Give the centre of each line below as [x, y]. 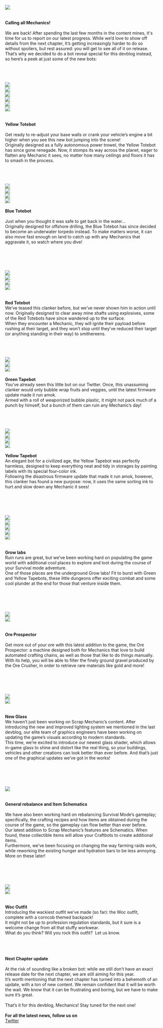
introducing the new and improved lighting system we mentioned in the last [80, 727]
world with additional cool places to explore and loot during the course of [78, 563]
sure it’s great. [19, 995]
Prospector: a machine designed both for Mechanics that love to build [75, 650]
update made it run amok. [31, 395]
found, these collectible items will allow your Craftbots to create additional [79, 835]
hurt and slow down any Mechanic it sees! [47, 487]
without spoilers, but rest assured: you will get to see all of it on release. [77, 48]
